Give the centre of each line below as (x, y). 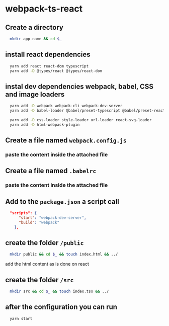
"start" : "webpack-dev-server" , (52, 218)
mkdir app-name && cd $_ (36, 39)
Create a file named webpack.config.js (66, 141)
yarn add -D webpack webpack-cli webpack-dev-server (66, 106)
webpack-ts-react (44, 9)
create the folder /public (45, 243)
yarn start (21, 318)
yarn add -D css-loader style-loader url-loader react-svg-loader (81, 120)
